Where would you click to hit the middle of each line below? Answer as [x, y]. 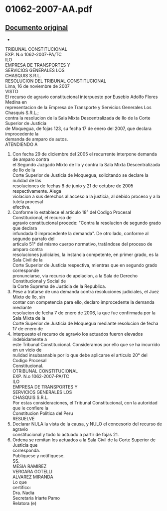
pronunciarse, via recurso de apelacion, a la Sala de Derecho [75, 276]
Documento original [37, 28]
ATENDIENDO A [21, 144]
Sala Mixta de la [29, 318]
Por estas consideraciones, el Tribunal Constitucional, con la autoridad [85, 403]
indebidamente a [30, 339]
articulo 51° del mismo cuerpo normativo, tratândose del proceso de [82, 244]
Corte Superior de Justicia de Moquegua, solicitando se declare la [80, 175]
